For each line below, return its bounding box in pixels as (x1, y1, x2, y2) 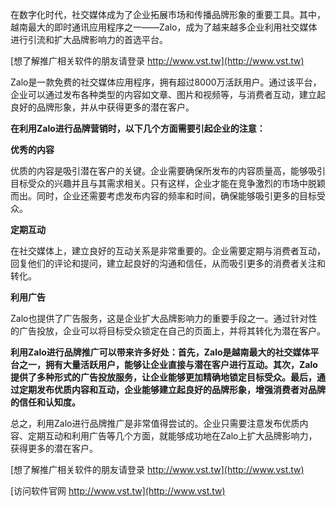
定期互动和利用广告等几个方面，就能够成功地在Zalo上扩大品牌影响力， (27, 430, 318, 442)
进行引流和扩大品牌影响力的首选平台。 (10, 34, 168, 45)
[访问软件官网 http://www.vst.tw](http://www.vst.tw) (10, 485, 226, 497)
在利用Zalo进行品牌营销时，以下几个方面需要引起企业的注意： (10, 123, 266, 134)
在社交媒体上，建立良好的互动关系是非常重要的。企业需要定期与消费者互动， (10, 245, 326, 257)
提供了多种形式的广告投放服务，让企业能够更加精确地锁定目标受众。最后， (10, 371, 317, 383)
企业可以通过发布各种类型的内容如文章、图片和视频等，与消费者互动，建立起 (10, 89, 326, 100)
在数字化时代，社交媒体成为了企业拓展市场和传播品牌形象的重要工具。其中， (10, 9, 326, 20)
